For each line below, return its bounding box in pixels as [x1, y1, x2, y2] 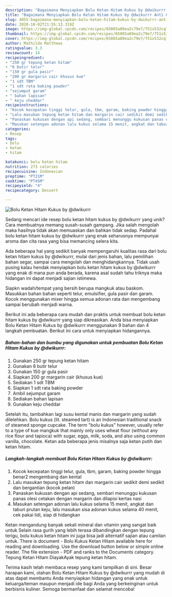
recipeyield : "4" [5, 183, 42, 188]
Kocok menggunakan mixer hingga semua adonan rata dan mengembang [5, 296, 160, 302]
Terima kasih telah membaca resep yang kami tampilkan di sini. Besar [5, 564, 152, 570]
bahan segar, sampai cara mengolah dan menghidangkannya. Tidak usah [5, 259, 160, 265]
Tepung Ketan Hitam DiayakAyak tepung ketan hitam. [5, 554, 118, 560]
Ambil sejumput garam [12, 390, 60, 396]
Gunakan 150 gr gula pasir [12, 368, 68, 374]
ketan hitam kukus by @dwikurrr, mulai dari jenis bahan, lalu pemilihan [5, 254, 154, 259]
